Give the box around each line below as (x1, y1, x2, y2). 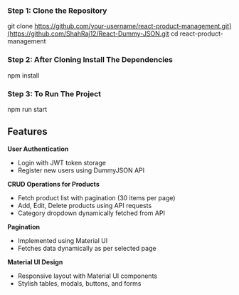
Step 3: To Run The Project (7, 88, 102, 98)
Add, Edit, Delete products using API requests (17, 201, 152, 209)
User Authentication (7, 145, 69, 153)
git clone (7, 22, 33, 31)
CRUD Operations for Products (7, 180, 100, 188)
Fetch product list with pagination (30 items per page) (17, 193, 176, 202)
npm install (7, 71, 40, 80)
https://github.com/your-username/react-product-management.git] (34, 22, 232, 31)
